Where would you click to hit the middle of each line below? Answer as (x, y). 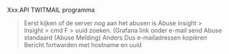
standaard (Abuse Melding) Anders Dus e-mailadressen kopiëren (115, 38)
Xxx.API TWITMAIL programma (51, 10)
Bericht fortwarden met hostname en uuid (83, 45)
